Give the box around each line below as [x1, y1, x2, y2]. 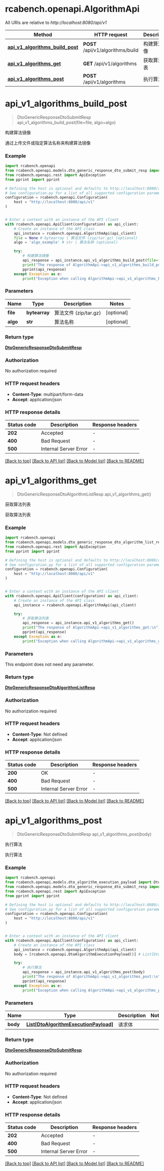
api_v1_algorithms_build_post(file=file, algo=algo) [17, 119, 116, 125]
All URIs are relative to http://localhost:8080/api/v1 [5, 20, 107, 25]
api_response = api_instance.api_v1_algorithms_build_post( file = [22, 258, 159, 263]
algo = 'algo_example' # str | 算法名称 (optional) [14, 240, 118, 245]
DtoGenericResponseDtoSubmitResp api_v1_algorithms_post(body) [17, 831, 152, 837]
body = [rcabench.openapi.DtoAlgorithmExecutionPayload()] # [14, 952, 141, 956]
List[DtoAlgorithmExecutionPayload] [26, 1020, 114, 1027]
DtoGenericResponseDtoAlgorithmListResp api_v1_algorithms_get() [17, 491, 151, 497]
